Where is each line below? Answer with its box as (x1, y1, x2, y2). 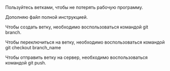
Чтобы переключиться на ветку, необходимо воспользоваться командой (5, 39, 165, 45)
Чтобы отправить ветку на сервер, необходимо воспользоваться (5, 54, 148, 60)
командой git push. (5, 60, 47, 65)
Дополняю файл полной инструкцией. (5, 14, 88, 20)
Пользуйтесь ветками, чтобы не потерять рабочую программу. (5, 5, 143, 10)
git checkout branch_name (5, 45, 61, 50)
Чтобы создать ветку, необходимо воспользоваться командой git (5, 24, 149, 30)
